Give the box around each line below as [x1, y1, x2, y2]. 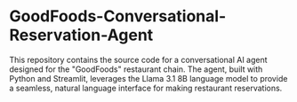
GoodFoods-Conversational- [9, 6, 227, 27]
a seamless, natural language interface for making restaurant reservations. [9, 82, 283, 93]
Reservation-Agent [9, 25, 154, 45]
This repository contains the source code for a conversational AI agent [9, 54, 269, 65]
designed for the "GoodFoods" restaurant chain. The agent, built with [9, 64, 263, 75]
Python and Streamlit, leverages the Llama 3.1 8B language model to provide [9, 73, 288, 83]
